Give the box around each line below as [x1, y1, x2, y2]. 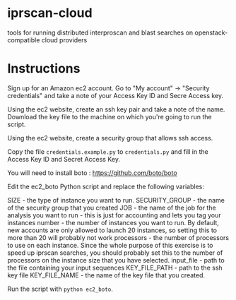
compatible [7, 35, 40, 44]
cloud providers [41, 35, 88, 44]
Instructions [7, 61, 81, 77]
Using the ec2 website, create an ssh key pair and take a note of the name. [7, 104, 225, 114]
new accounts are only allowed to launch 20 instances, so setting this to [7, 226, 218, 234]
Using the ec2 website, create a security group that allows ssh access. [7, 133, 213, 142]
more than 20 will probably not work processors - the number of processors [7, 233, 230, 241]
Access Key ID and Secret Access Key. [7, 155, 120, 163]
